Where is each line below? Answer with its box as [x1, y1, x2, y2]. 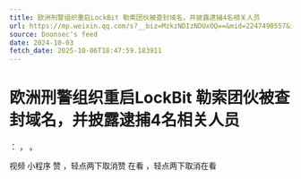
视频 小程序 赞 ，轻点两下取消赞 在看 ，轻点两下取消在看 [9, 160, 217, 171]
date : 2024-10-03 [9, 38, 74, 47]
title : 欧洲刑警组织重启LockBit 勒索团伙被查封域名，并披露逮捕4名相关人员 [9, 13, 261, 22]
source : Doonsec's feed [9, 30, 99, 38]
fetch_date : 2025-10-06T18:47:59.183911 [9, 47, 163, 55]
